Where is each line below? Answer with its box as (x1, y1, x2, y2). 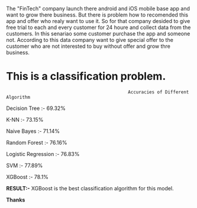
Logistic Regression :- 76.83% (6, 150, 80, 157)
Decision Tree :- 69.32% (6, 105, 66, 112)
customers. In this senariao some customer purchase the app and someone (6, 30, 190, 37)
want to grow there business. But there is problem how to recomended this (6, 11, 188, 18)
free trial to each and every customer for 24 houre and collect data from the (6, 24, 191, 31)
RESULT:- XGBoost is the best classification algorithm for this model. (6, 184, 174, 191)
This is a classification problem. (6, 70, 166, 83)
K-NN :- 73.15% (6, 116, 44, 123)
